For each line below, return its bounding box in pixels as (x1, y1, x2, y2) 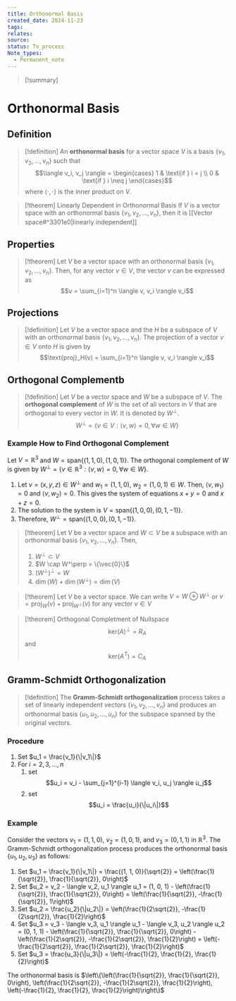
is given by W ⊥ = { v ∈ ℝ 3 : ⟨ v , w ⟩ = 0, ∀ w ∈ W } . (7, 464, 149, 473)
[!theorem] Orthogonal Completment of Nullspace (24, 615, 169, 623)
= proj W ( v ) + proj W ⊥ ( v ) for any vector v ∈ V (24, 599, 152, 610)
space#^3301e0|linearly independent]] (24, 218, 137, 227)
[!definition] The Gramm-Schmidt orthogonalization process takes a (24, 693, 225, 701)
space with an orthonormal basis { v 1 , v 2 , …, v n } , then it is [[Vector (24, 209, 213, 219)
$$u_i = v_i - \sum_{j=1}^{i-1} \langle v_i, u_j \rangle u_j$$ (45, 778, 212, 787)
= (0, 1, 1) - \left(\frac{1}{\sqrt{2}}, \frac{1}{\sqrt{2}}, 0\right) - (17, 928, 197, 936)
